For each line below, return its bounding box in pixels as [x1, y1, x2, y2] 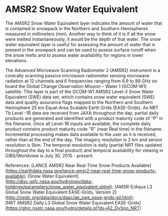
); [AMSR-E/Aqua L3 [110, 183, 152, 189]
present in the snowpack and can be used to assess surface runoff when [5, 47, 156, 53]
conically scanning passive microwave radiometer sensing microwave [5, 72, 149, 78]
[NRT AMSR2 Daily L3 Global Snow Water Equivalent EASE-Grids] [5, 199, 141, 205]
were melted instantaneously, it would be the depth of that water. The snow [5, 36, 161, 42]
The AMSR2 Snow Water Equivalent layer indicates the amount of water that [5, 20, 162, 26]
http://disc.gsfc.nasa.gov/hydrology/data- [7, 178, 93, 184]
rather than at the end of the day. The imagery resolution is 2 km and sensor [5, 137, 163, 143]
